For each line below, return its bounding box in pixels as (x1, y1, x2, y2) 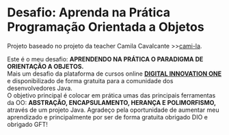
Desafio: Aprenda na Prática (7, 5, 171, 20)
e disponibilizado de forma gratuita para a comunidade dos (7, 76, 174, 85)
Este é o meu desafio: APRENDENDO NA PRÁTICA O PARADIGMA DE (7, 55, 204, 63)
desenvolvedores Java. (7, 84, 73, 92)
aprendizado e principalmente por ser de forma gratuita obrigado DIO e (7, 112, 208, 121)
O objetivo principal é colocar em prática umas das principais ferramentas (7, 91, 216, 100)
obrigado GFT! (7, 120, 48, 128)
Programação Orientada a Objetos (7, 19, 204, 35)
